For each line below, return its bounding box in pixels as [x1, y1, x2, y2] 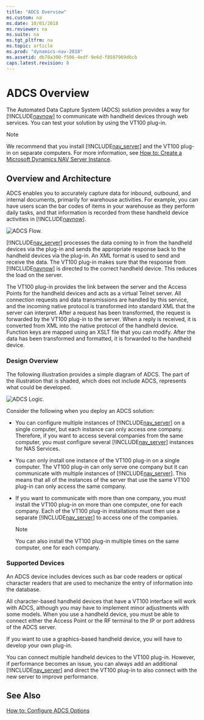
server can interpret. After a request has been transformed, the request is [6, 309, 191, 317]
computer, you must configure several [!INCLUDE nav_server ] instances [15, 438, 194, 445]
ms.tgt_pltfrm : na [6, 37, 53, 43]
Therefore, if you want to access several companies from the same [15, 432, 184, 439]
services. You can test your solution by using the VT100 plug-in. [6, 119, 167, 127]
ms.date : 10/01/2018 [6, 20, 59, 26]
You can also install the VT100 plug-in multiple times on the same [15, 537, 180, 545]
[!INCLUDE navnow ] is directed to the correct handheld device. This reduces [6, 265, 197, 272]
